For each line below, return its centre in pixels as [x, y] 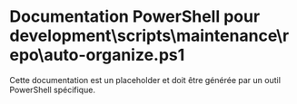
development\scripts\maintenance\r [149, 36]
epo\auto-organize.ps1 [97, 55]
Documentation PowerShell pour [135, 17]
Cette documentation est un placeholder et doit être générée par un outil [145, 80]
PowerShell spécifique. [52, 90]
